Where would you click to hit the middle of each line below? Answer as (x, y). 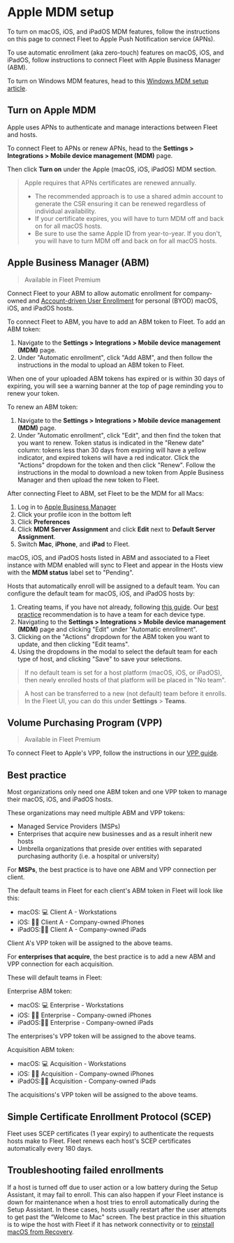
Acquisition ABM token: (41, 1050)
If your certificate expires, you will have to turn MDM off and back (129, 218)
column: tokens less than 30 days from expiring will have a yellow (112, 450)
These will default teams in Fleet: (55, 978)
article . (17, 88)
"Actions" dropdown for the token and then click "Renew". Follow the (116, 465)
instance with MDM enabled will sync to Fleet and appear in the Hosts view (115, 565)
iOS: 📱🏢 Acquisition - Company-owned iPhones (86, 1074)
